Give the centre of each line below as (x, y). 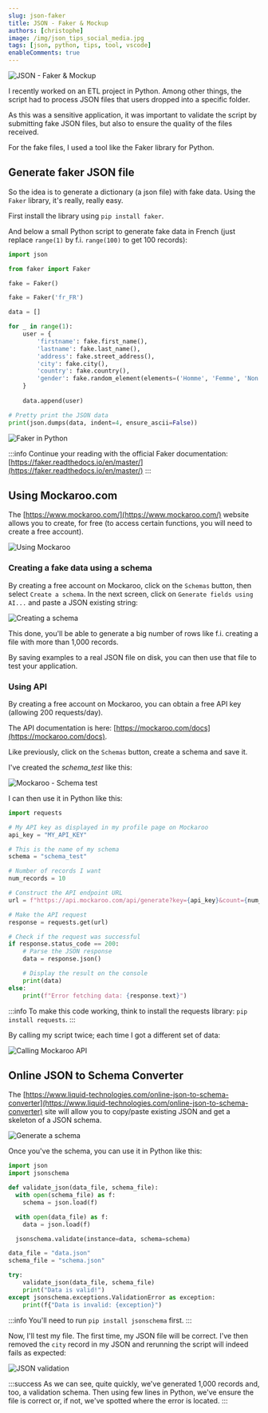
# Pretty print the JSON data (59, 415)
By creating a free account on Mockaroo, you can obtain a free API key (125, 703)
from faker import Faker (49, 269)
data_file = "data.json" (49, 1253)
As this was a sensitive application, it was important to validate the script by (133, 115)
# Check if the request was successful (75, 937)
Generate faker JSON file (71, 173)
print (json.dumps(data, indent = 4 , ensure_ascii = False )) (103, 423)
